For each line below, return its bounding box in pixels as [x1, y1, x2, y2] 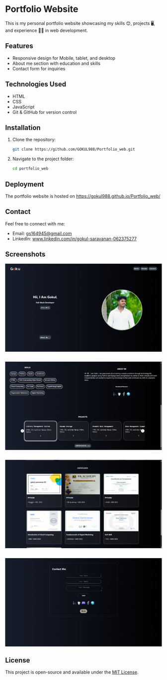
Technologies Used [5, 80, 66, 89]
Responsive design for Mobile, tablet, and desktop [12, 55, 116, 61]
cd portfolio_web [12, 166, 49, 171]
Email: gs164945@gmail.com [12, 230, 72, 236]
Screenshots [5, 250, 46, 259]
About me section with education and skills [12, 60, 101, 66]
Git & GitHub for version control [12, 109, 77, 115]
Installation [5, 123, 41, 132]
